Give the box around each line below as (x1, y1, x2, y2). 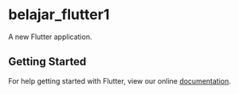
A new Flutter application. (8, 32, 92, 41)
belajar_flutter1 (8, 6, 110, 24)
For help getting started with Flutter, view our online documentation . (8, 76, 231, 85)
